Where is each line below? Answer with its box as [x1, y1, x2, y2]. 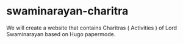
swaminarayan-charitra [6, 4, 129, 18]
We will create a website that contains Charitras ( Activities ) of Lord [6, 24, 178, 31]
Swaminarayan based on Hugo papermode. [6, 30, 116, 37]
